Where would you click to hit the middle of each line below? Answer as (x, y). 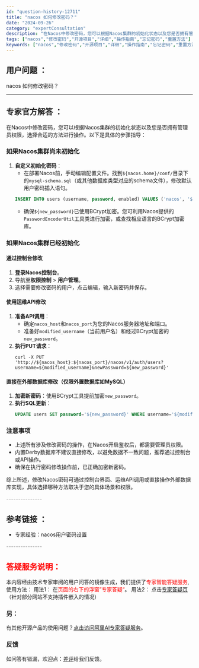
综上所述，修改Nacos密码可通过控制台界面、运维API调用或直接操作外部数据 (99, 480)
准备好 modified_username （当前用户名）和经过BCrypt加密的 (96, 331)
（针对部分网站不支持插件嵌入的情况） (53, 597)
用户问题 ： (27, 70)
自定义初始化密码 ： (38, 165)
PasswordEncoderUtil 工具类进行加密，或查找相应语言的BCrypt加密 (104, 219)
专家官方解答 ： (34, 112)
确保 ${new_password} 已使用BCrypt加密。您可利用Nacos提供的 (99, 211)
